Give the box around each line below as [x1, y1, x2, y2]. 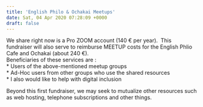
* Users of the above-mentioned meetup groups [6, 63, 127, 70]
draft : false [6, 20, 40, 26]
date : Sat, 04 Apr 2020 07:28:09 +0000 [6, 15, 108, 21]
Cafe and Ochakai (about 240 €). [6, 50, 89, 57]
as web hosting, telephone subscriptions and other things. [6, 94, 152, 101]
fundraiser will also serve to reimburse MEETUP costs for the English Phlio [6, 43, 193, 50]
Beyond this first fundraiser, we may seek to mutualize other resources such [6, 88, 198, 95]
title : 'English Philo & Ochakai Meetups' [6, 9, 115, 15]
